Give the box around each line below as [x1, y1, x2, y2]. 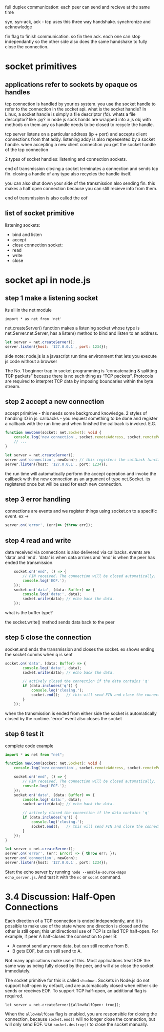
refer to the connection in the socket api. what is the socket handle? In [5, 106, 146, 112]
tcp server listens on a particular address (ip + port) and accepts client [5, 131, 147, 137]
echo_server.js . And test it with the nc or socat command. [5, 874, 122, 880]
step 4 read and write [5, 536, 71, 544]
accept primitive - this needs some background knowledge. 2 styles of [5, 410, 147, 416]
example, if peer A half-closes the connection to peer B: [5, 933, 118, 939]
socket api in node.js [5, 275, 91, 285]
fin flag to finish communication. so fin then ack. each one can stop [5, 34, 141, 39]
